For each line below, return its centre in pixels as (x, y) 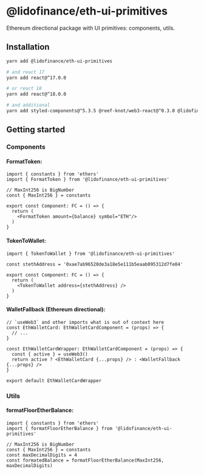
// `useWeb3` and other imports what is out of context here (85, 322)
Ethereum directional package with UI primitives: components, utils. (90, 28)
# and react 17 (25, 72)
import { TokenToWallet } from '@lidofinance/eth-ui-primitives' (90, 254)
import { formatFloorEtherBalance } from (59, 428)
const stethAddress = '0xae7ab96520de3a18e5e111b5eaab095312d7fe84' (95, 264)
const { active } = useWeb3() (50, 354)
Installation (28, 47)
